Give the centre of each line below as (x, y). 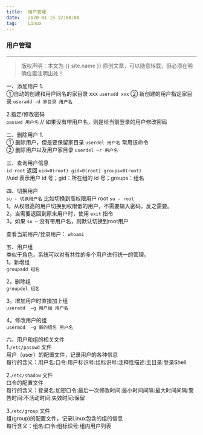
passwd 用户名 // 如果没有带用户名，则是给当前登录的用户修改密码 (87, 121)
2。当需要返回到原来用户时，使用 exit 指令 (60, 214)
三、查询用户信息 (27, 163)
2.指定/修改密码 (26, 114)
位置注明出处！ (45, 73)
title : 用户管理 (26, 12)
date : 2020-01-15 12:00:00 (43, 18)
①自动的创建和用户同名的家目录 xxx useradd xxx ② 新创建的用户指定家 (97, 93)
